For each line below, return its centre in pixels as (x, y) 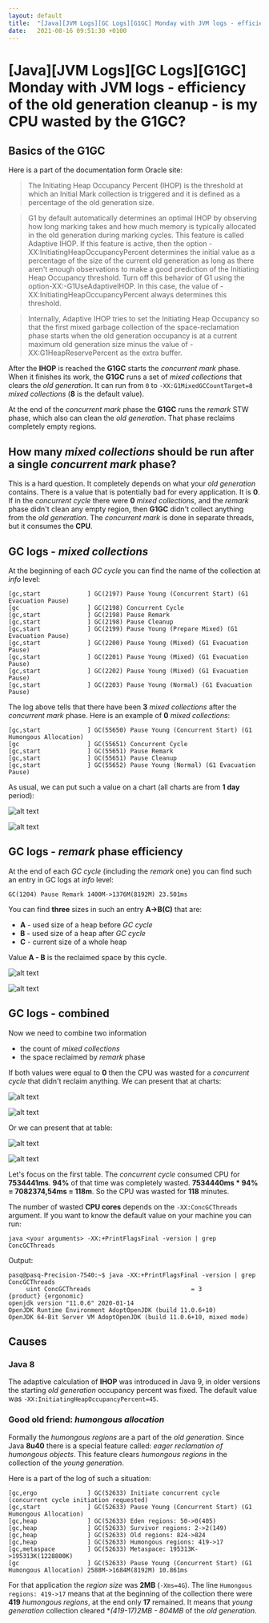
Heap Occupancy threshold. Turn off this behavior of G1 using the (136, 278)
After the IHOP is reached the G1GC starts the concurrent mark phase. (124, 369)
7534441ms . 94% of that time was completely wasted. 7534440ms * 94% (133, 1182)
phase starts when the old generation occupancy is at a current (132, 336)
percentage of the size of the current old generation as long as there (141, 260)
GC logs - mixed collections (78, 551)
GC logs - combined (59, 1013)
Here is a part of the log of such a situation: (80, 1478)
